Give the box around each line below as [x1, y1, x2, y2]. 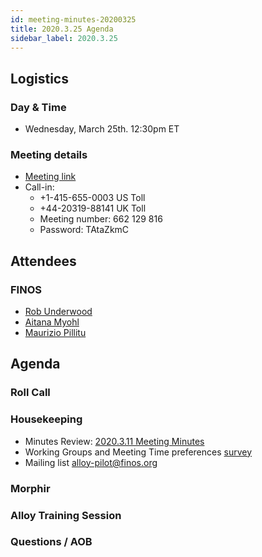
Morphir [10, 481, 51, 495]
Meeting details [10, 147, 88, 161]
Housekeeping [10, 412, 83, 426]
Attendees [10, 252, 77, 270]
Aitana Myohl [24, 316, 80, 328]
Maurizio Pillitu [24, 327, 87, 339]
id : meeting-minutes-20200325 [10, 14, 137, 25]
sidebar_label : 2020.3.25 [10, 33, 118, 43]
